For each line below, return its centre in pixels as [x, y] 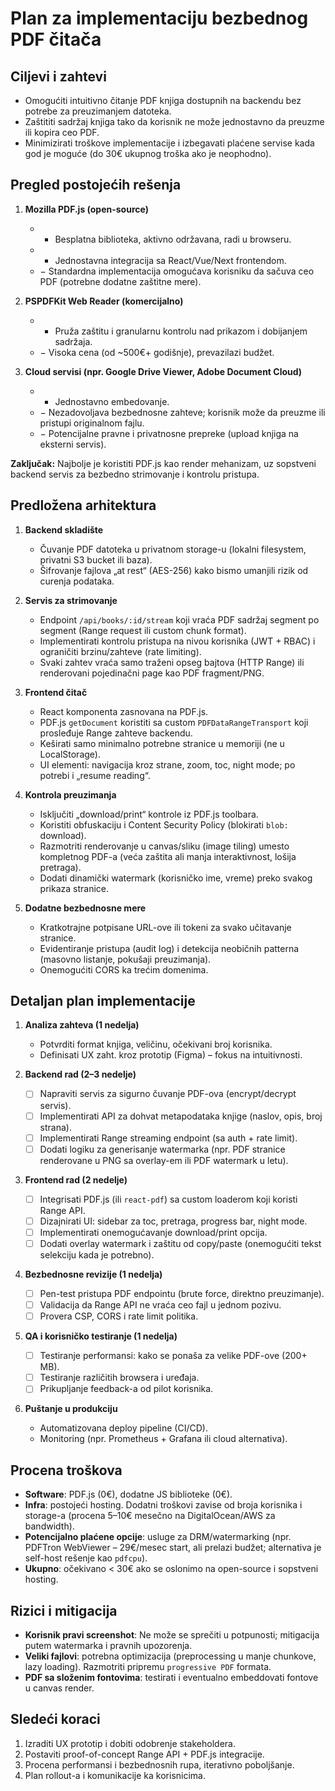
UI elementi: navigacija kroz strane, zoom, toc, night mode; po [167, 764]
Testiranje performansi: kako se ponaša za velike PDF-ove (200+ [173, 1356]
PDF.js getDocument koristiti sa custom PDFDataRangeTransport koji [174, 722]
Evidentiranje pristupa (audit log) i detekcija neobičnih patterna [169, 948]
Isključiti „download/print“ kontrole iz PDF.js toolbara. [149, 814]
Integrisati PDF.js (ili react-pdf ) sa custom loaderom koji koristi [168, 1199]
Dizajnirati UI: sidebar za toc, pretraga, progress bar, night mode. [173, 1221]
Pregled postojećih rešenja [96, 185]
